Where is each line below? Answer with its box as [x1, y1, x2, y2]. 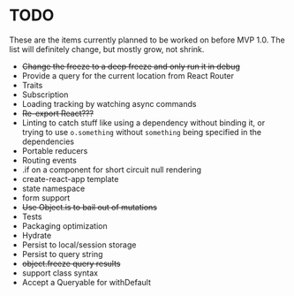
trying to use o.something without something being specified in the [21, 126, 262, 137]
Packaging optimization [21, 220, 108, 231]
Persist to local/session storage [21, 239, 137, 250]
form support [21, 192, 71, 203]
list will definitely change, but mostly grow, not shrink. [9, 43, 205, 54]
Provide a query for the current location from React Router [21, 70, 235, 80]
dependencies [21, 136, 75, 147]
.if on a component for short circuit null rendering [21, 164, 201, 175]
